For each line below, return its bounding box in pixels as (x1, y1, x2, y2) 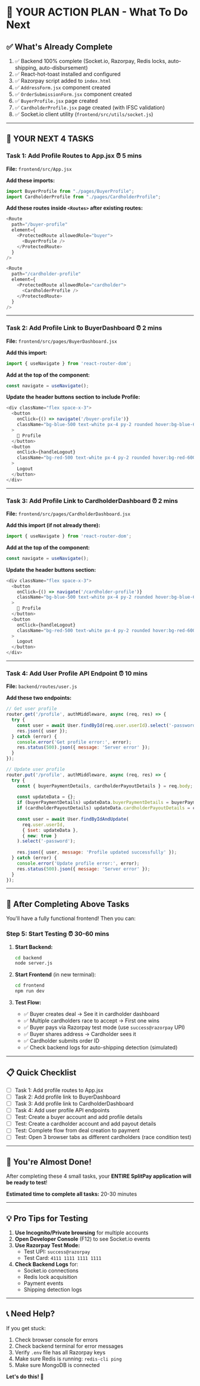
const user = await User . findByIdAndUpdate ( (17, 816, 129, 822)
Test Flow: (14, 999, 42, 1006)
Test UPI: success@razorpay (23, 1248, 90, 1255)
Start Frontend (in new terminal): (14, 971, 96, 978)
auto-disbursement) (39, 64, 88, 71)
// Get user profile (6, 706, 58, 712)
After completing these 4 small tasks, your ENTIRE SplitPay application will (6, 1172, 192, 1180)
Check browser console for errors (14, 1336, 98, 1343)
